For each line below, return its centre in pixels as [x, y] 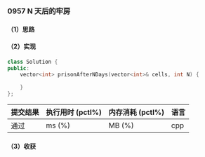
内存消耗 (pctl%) [137, 112]
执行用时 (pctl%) [74, 112]
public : [19, 68]
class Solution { [33, 62]
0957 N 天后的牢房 [39, 11]
